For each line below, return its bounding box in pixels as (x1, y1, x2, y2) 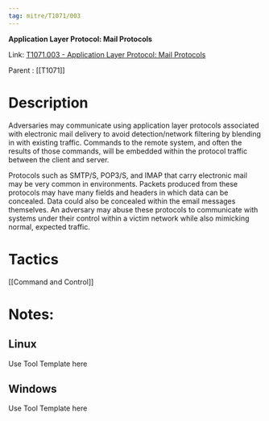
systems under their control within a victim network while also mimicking (8, 213, 250, 223)
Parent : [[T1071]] (8, 65, 66, 75)
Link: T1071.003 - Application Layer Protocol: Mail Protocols (8, 49, 206, 59)
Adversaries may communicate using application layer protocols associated (8, 120, 259, 130)
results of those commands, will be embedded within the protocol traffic (8, 146, 248, 156)
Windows (8, 381, 57, 396)
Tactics (8, 250, 59, 268)
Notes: (8, 305, 55, 323)
